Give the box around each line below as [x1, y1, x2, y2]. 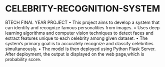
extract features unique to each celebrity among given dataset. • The [5, 35, 148, 41]
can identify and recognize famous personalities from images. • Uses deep [5, 24, 160, 30]
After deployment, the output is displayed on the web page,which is [5, 51, 144, 57]
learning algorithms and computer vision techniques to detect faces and [5, 30, 154, 36]
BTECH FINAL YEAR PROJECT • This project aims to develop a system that [5, 19, 160, 25]
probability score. [5, 56, 41, 62]
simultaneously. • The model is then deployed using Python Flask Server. [5, 46, 156, 52]
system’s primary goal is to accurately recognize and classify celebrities [5, 40, 153, 46]
